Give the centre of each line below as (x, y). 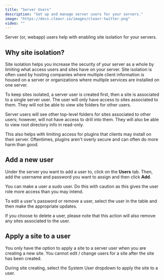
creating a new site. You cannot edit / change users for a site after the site (80, 253)
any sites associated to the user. (37, 221)
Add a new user (29, 160)
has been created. (23, 258)
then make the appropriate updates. (41, 206)
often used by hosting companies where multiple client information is (75, 75)
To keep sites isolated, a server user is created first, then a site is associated (82, 95)
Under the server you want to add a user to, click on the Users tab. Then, (79, 172)
